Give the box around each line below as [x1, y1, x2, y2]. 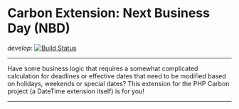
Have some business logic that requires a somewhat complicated [7, 64, 198, 73]
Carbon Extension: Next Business [7, 5, 210, 21]
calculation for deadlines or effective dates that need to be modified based [7, 71, 226, 80]
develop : [7, 43, 33, 52]
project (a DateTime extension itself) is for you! [7, 87, 144, 95]
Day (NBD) [7, 20, 70, 36]
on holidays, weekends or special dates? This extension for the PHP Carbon [7, 79, 230, 88]
